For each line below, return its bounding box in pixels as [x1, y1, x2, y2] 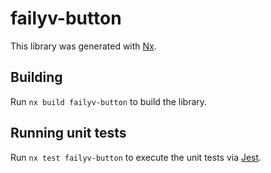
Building [10, 69, 63, 86]
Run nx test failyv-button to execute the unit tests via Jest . [10, 151, 262, 163]
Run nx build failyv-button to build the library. [10, 95, 208, 107]
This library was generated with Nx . [10, 40, 157, 52]
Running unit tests [10, 125, 127, 142]
